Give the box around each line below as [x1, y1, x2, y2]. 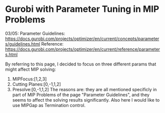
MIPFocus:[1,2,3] [12, 76, 47, 82]
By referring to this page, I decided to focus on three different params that [5, 61, 157, 67]
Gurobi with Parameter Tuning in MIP [5, 3, 160, 15]
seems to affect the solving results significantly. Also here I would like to [12, 97, 160, 103]
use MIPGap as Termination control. [12, 102, 86, 108]
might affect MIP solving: [5, 66, 56, 72]
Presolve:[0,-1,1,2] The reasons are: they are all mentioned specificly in [12, 86, 157, 92]
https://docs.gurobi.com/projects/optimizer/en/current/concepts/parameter [5, 36, 160, 42]
